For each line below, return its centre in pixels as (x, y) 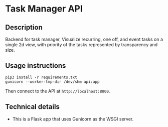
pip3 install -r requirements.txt (41, 77)
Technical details (33, 107)
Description (24, 27)
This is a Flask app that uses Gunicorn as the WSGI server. (73, 119)
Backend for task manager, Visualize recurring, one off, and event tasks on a (84, 39)
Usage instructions (36, 66)
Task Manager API (44, 9)
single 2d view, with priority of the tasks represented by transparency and (81, 45)
